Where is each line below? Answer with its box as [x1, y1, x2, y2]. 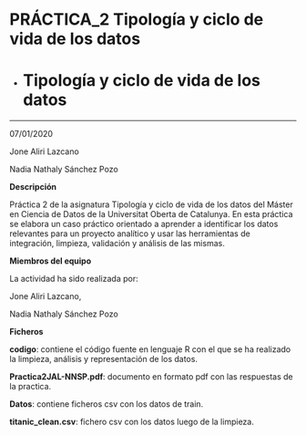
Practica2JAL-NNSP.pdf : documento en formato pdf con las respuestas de [9, 371, 293, 382]
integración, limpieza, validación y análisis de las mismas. [9, 238, 225, 249]
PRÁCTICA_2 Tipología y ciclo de [9, 9, 264, 30]
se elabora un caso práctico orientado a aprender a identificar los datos [9, 219, 279, 230]
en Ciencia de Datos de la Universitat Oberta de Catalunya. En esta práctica [9, 209, 293, 220]
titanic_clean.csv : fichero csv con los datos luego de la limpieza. [9, 416, 255, 428]
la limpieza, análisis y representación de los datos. [9, 354, 199, 365]
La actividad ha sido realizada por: [9, 274, 138, 285]
